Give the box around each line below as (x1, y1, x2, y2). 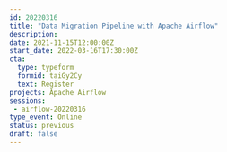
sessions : (9, 96, 47, 106)
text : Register (17, 80, 74, 89)
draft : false (9, 130, 58, 139)
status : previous (9, 122, 74, 131)
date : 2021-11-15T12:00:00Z (9, 38, 115, 47)
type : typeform (17, 63, 74, 72)
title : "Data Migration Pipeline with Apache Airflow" (9, 21, 219, 30)
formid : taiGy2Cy (17, 72, 83, 80)
